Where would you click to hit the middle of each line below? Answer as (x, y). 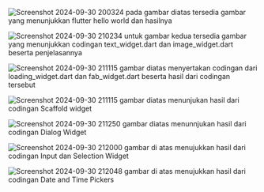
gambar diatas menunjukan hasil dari (179, 100)
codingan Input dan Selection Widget (68, 156)
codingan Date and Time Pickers (61, 179)
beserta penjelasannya (45, 53)
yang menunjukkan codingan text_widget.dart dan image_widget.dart (121, 44)
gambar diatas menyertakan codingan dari (189, 68)
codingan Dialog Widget (47, 132)
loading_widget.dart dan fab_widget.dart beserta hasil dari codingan (119, 76)
